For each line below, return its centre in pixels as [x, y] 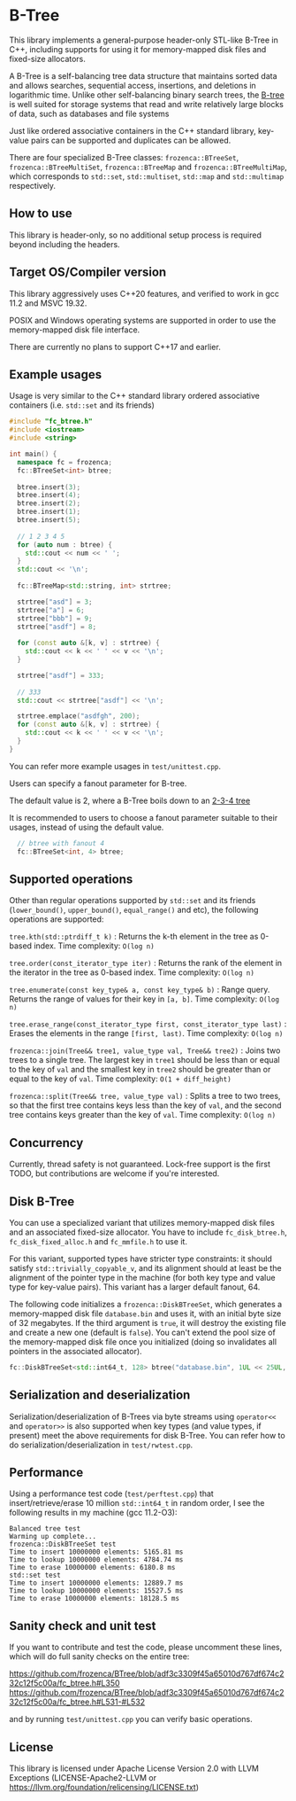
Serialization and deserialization [100, 1396]
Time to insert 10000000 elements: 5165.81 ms [96, 1552]
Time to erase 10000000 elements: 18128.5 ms [94, 1599]
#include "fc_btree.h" [51, 422]
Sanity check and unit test [83, 1626]
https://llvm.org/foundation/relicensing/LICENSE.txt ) [104, 1788]
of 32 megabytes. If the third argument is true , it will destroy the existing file [148, 1322]
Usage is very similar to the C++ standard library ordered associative [135, 396]
